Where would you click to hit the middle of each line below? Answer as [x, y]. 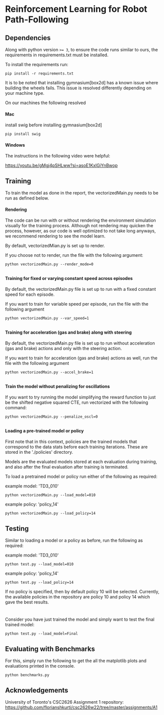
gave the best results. [27, 602]
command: [16, 408]
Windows [15, 145]
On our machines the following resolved [46, 103]
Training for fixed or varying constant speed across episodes [69, 278]
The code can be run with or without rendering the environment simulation [81, 220]
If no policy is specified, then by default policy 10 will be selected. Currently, [82, 592]
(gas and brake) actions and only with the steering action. [64, 349]
